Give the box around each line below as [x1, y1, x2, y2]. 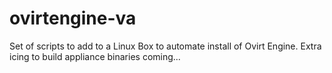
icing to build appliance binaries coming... [9, 50, 181, 62]
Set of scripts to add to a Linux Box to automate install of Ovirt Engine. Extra [9, 40, 322, 52]
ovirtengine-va [9, 7, 137, 30]
